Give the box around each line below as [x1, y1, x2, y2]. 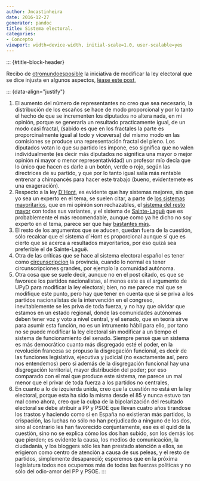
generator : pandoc [6, 20, 52, 26]
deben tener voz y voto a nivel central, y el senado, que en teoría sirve [14, 315, 188, 323]
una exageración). [14, 182, 60, 189]
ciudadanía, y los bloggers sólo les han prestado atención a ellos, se [14, 442, 183, 449]
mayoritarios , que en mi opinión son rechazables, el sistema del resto [14, 201, 186, 208]
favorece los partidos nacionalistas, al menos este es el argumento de [14, 277, 187, 284]
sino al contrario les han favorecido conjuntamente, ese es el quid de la [14, 423, 190, 430]
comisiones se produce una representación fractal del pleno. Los [14, 137, 175, 145]
